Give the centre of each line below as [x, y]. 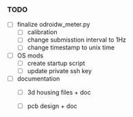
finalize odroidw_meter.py [53, 25]
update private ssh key [60, 70]
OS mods [30, 55]
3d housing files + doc [59, 92]
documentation [38, 78]
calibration [42, 32]
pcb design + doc [52, 106]
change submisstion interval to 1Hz [77, 40]
